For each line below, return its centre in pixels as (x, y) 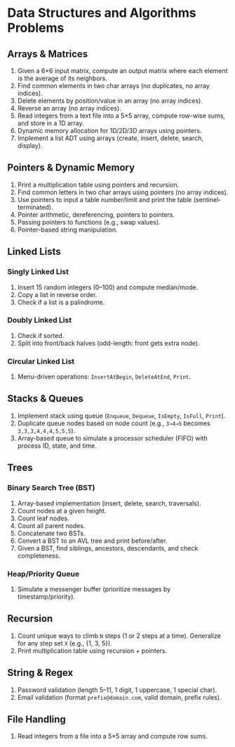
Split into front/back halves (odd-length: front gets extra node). (108, 343)
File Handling (37, 719)
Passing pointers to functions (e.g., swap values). (89, 222)
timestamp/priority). (46, 596)
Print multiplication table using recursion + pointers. (92, 651)
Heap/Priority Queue (43, 574)
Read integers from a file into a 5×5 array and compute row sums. (113, 736)
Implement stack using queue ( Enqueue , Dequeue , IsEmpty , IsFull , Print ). (121, 415)
